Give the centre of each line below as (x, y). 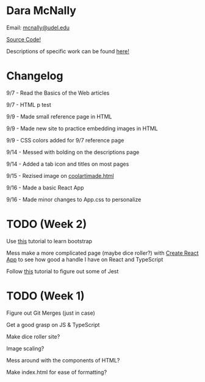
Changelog (35, 76)
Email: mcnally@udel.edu (38, 28)
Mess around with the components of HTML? (63, 360)
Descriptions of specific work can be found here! (68, 51)
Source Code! (24, 39)
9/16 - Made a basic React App (45, 188)
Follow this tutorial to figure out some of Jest (63, 271)
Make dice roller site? (33, 336)
